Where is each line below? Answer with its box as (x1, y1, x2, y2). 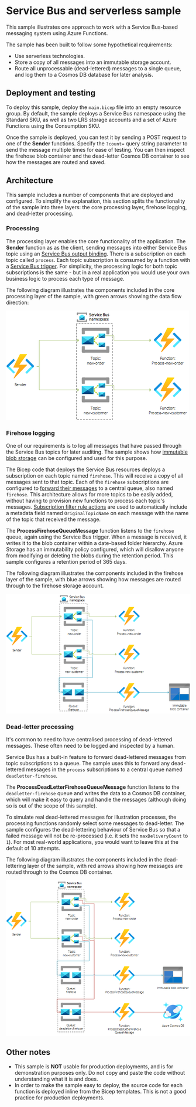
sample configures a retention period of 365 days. (6, 558, 127, 566)
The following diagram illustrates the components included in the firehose (6, 570, 184, 577)
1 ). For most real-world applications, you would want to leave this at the (6, 839, 178, 846)
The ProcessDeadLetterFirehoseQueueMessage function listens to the (6, 784, 180, 791)
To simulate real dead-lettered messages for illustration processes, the (6, 813, 177, 821)
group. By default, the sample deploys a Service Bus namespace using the (6, 110, 186, 117)
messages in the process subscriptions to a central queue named (26, 766, 183, 773)
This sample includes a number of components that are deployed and (6, 191, 174, 198)
